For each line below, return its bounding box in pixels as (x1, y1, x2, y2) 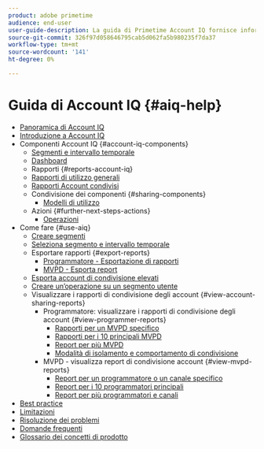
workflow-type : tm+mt (8, 41, 79, 49)
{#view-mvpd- (204, 356, 253, 366)
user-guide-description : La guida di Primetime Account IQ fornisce (8, 26, 237, 34)
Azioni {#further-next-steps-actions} (31, 206, 151, 215)
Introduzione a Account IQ (19, 131, 104, 140)
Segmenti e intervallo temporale (31, 147, 135, 157)
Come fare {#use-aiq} (19, 222, 91, 232)
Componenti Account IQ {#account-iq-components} (19, 139, 189, 148)
